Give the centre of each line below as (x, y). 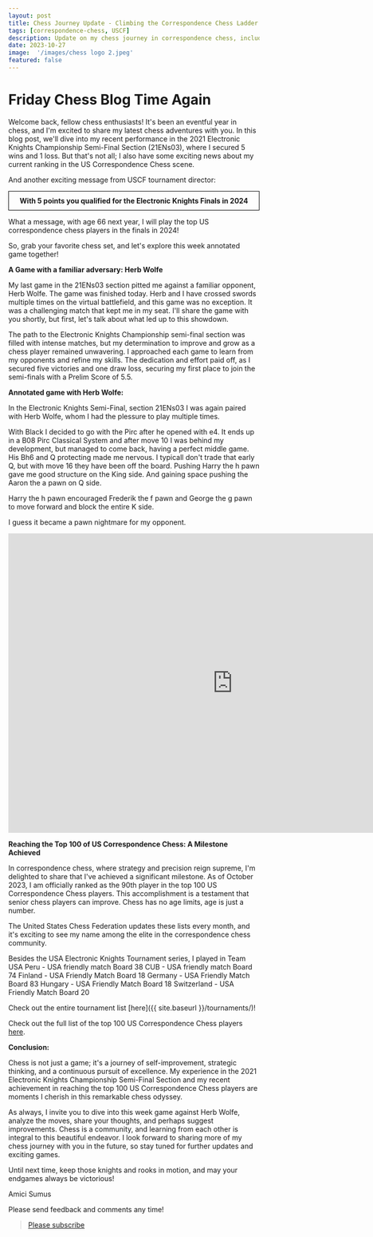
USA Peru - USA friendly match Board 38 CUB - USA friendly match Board (130, 966)
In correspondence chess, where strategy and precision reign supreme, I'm (132, 868)
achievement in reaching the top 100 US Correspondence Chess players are (133, 1088)
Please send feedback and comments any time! (86, 1209)
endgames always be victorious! (61, 1178)
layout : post (30, 16)
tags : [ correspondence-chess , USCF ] (69, 30)
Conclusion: (29, 1047)
